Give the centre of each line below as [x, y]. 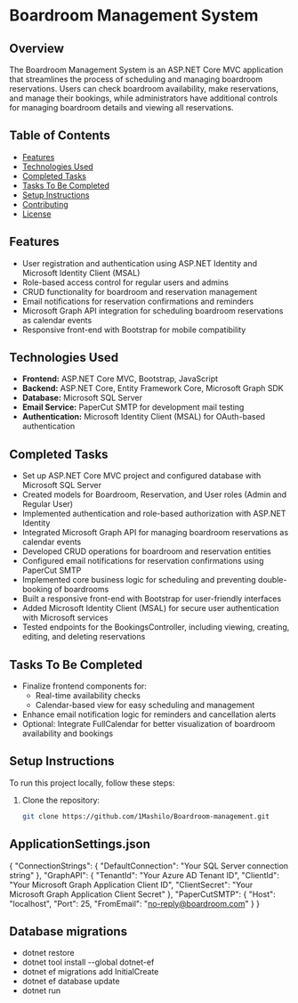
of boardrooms [82, 590]
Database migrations [68, 931]
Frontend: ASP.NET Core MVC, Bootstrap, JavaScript [120, 379]
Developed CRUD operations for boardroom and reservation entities [146, 551]
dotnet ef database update [71, 982]
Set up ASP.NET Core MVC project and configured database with [141, 476]
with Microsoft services [65, 618]
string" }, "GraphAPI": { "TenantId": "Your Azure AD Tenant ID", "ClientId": [145, 875]
